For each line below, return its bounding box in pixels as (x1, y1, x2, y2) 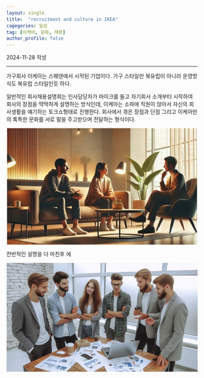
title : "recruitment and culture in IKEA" (6, 16, 118, 23)
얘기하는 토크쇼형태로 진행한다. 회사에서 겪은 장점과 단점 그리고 (27, 108, 177, 116)
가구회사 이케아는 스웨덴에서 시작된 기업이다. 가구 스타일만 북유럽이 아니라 (6, 72, 182, 80)
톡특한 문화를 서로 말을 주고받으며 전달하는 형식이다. (12, 116, 136, 123)
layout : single (6, 10, 45, 16)
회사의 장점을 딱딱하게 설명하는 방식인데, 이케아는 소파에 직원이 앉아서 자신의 (6, 100, 188, 108)
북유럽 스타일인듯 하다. (17, 80, 72, 88)
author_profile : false (6, 35, 64, 42)
